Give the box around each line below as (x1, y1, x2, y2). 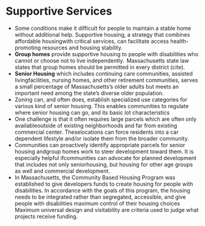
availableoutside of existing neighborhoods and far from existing (14, 122, 177, 129)
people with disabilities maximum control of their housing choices (14, 200, 181, 207)
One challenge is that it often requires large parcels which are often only (14, 115, 197, 123)
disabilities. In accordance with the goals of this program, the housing (14, 186, 191, 194)
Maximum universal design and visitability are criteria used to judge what (14, 206, 199, 213)
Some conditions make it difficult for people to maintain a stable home (14, 24, 192, 32)
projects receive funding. (14, 213, 78, 220)
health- (170, 37, 189, 45)
